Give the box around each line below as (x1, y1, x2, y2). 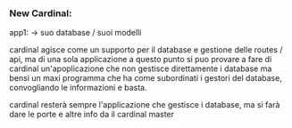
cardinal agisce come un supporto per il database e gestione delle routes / (9, 44, 283, 55)
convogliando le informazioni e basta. (9, 83, 147, 93)
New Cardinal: (9, 7, 72, 20)
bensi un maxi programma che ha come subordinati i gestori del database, (9, 73, 283, 84)
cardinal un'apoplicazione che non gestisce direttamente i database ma (9, 63, 272, 74)
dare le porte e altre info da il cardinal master (9, 109, 175, 120)
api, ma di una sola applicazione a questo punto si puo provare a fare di (9, 54, 272, 65)
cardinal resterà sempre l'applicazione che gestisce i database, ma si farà (9, 100, 280, 110)
